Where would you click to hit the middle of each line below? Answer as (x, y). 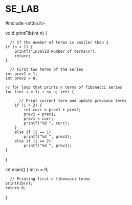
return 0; (16, 188)
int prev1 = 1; (21, 74)
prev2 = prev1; (40, 114)
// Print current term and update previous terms (73, 100)
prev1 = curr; (39, 118)
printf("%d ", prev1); (48, 146)
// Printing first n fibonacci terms (50, 179)
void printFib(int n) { (26, 33)
